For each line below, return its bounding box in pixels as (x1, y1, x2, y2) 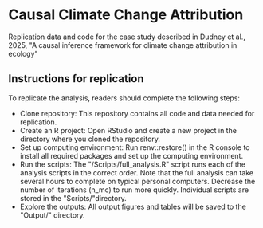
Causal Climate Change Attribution (8, 6, 244, 24)
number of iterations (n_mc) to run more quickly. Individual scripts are (19, 185, 249, 195)
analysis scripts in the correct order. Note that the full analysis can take (19, 167, 253, 177)
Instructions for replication (8, 72, 145, 85)
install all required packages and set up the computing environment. (19, 151, 244, 160)
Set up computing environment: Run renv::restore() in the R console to (19, 142, 250, 152)
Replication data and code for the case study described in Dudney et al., (8, 32, 245, 41)
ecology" (8, 49, 38, 58)
